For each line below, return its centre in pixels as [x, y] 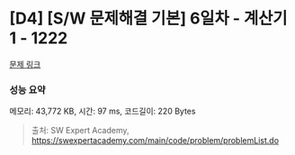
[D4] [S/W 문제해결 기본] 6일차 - [125, 18]
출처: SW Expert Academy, [80, 131]
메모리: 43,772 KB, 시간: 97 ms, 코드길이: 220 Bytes [103, 111]
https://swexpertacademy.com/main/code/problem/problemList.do [155, 141]
